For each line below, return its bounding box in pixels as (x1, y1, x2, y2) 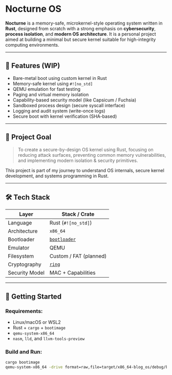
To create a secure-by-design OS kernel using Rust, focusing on (17, 147, 154, 153)
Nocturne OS (5, 3, 61, 15)
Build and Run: (5, 348, 42, 355)
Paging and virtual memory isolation (12, 91, 89, 97)
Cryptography (8, 261, 42, 268)
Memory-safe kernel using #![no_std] (12, 80, 93, 87)
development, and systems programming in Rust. (5, 173, 109, 179)
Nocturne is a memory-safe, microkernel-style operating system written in (5, 20, 163, 26)
